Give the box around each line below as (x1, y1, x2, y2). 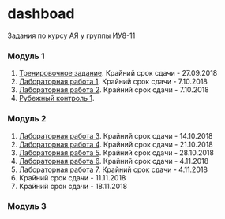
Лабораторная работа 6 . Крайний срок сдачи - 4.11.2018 (18, 156, 209, 165)
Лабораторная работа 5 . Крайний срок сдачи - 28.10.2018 (18, 147, 215, 158)
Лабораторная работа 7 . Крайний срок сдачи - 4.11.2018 (18, 165, 208, 174)
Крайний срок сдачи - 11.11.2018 (18, 173, 126, 182)
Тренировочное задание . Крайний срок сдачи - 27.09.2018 (18, 69, 218, 78)
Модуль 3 (7, 201, 47, 212)
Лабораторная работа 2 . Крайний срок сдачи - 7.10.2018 (18, 85, 210, 95)
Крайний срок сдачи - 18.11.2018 (18, 181, 128, 191)
